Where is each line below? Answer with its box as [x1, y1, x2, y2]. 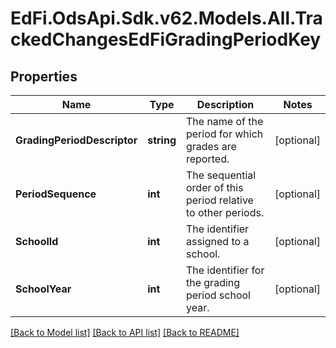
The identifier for [185, 263, 265, 277]
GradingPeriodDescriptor [15, 133, 138, 147]
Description [196, 98, 255, 111]
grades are [185, 140, 237, 153]
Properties [10, 68, 78, 85]
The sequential [185, 168, 257, 182]
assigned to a [185, 235, 250, 248]
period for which [185, 127, 264, 141]
